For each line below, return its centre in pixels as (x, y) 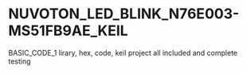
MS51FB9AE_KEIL (69, 31)
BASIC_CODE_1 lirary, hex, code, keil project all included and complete (123, 53)
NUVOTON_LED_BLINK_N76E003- (124, 14)
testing (20, 61)
